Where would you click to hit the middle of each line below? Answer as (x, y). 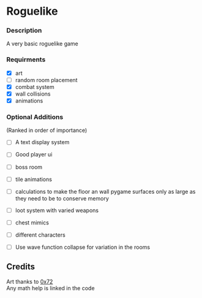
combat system (35, 86)
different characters (40, 235)
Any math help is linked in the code (50, 288)
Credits (21, 267)
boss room (29, 167)
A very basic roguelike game (42, 44)
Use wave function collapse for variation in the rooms (83, 247)
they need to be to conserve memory (62, 198)
